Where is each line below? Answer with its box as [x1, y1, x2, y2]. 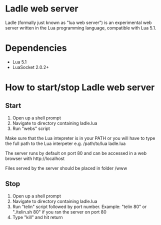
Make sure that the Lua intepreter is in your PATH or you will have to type [5, 135, 155, 141]
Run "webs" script [12, 125, 50, 131]
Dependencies [5, 42, 67, 54]
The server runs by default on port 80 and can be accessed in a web [5, 150, 146, 156]
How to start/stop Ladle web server [5, 82, 155, 93]
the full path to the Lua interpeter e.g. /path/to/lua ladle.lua [5, 140, 126, 146]
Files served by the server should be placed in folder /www [5, 165, 127, 171]
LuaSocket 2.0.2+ [12, 64, 49, 70]
